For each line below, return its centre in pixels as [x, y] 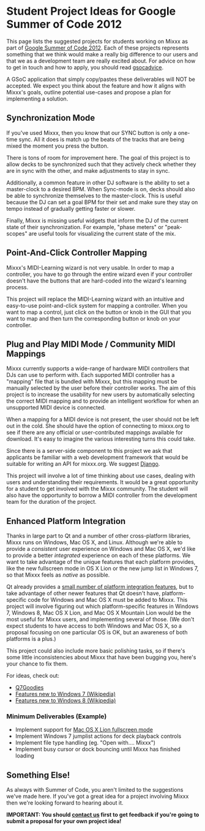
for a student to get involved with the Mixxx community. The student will [97, 489]
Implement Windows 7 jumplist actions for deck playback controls [98, 736]
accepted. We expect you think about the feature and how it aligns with [96, 85]
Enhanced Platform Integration [66, 521]
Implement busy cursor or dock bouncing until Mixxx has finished [98, 749]
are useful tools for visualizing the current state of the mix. [102, 233]
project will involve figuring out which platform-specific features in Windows [102, 606]
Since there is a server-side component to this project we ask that [89, 451]
